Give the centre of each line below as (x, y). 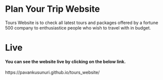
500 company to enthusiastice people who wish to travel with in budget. (78, 27)
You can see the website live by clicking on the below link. (66, 61)
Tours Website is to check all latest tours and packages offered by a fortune (82, 23)
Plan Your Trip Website (53, 9)
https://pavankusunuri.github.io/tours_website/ (52, 73)
